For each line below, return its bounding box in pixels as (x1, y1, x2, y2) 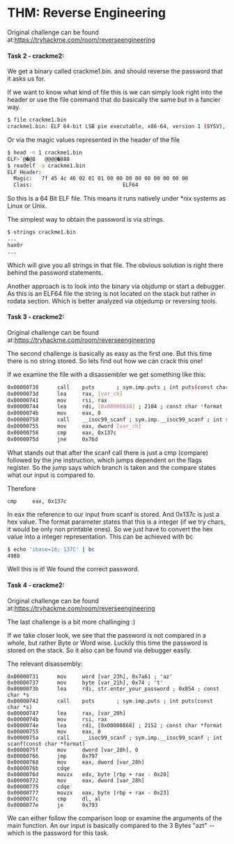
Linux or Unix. (7, 201, 47, 210)
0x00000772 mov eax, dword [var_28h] (7, 777, 145, 784)
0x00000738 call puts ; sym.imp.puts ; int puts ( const (7, 383, 214, 391)
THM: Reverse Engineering (7, 5, 166, 21)
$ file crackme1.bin (7, 117, 68, 124)
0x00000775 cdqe (7, 783, 70, 790)
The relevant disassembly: (7, 659, 83, 668)
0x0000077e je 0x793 (7, 801, 98, 808)
